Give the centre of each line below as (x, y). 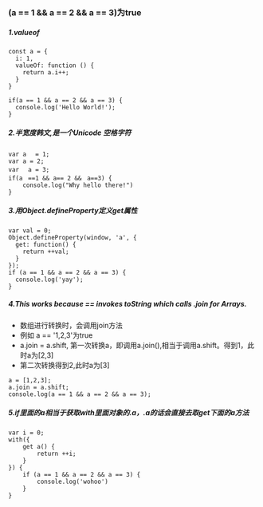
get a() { (39, 446)
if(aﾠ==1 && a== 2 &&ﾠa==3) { (61, 178)
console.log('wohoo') (73, 481)
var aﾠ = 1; (29, 154)
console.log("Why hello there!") (78, 185)
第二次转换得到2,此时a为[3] (65, 365)
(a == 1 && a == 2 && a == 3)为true (75, 12)
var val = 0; (30, 230)
